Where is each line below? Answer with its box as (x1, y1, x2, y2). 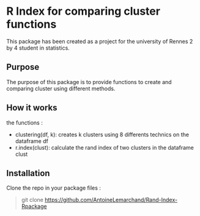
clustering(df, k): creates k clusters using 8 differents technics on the (15, 131, 190, 138)
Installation (6, 168, 50, 179)
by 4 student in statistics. (6, 44, 70, 52)
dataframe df (15, 137, 49, 145)
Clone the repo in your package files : (6, 184, 101, 191)
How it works (6, 102, 57, 113)
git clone (21, 196, 44, 204)
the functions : (6, 118, 43, 126)
